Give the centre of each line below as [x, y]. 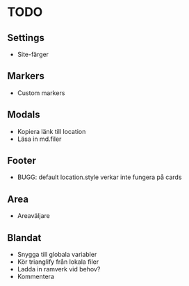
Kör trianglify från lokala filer [58, 262]
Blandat [24, 238]
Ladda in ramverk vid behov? [59, 269]
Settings [26, 38]
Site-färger [33, 54]
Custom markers [41, 93]
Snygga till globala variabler [57, 255]
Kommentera [35, 277]
